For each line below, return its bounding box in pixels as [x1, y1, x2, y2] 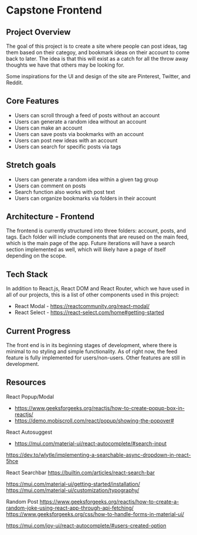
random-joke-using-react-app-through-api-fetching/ [6, 504, 134, 511]
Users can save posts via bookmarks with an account [14, 130, 144, 137]
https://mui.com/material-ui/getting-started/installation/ [6, 480, 141, 487]
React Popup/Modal [6, 393, 55, 400]
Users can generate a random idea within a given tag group [14, 176, 158, 183]
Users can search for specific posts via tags [14, 143, 121, 150]
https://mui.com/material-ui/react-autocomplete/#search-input [14, 440, 167, 447]
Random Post [6, 498, 39, 505]
